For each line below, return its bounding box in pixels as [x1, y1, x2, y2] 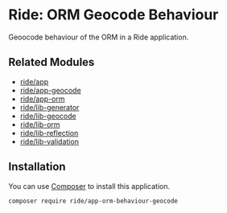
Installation [8, 160, 66, 174]
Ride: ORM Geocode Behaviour [8, 6, 219, 24]
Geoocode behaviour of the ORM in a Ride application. [8, 32, 189, 42]
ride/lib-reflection [19, 128, 79, 137]
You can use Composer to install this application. [8, 181, 171, 190]
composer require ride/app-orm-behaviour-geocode [8, 197, 179, 205]
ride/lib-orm [19, 119, 60, 129]
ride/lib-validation [19, 137, 79, 146]
